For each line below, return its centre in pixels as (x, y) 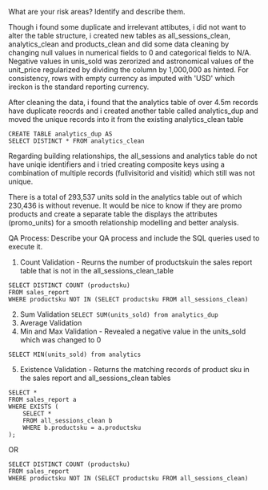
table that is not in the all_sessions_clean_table (97, 271)
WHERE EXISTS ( (34, 407)
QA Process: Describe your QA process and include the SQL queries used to (134, 238)
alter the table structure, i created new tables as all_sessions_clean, (119, 36)
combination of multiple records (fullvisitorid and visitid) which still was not (132, 173)
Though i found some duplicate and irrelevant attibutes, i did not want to (127, 27)
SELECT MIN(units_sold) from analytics (75, 354)
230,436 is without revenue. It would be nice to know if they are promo (125, 205)
